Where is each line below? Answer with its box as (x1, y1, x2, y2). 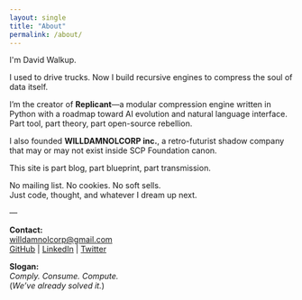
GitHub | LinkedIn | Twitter (9, 244, 106, 255)
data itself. (9, 82, 49, 93)
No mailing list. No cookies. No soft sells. (9, 180, 161, 191)
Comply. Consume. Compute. (9, 271, 119, 282)
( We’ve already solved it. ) (9, 280, 105, 291)
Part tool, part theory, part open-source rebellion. (9, 118, 193, 129)
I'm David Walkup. (9, 55, 77, 66)
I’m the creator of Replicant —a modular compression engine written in (9, 99, 272, 110)
